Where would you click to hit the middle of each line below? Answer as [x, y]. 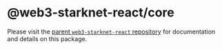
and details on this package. [47, 38]
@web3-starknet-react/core [91, 13]
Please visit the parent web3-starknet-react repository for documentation [111, 32]
